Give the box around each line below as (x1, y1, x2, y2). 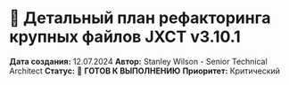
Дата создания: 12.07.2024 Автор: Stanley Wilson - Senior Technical (9, 56, 268, 66)
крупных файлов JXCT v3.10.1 (9, 27, 241, 47)
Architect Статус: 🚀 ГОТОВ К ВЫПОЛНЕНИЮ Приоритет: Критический (9, 66, 281, 76)
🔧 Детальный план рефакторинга (9, 8, 271, 28)
